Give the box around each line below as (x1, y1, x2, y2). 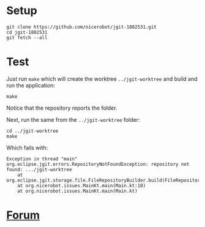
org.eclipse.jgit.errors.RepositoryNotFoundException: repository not (6, 161, 190, 167)
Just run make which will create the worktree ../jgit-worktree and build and (6, 75, 198, 83)
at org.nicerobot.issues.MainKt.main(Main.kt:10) (17, 182, 146, 188)
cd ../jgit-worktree (6, 128, 59, 134)
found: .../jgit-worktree (6, 166, 72, 173)
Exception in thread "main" (6, 155, 78, 162)
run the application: (6, 81, 56, 89)
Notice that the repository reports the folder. (6, 104, 118, 111)
